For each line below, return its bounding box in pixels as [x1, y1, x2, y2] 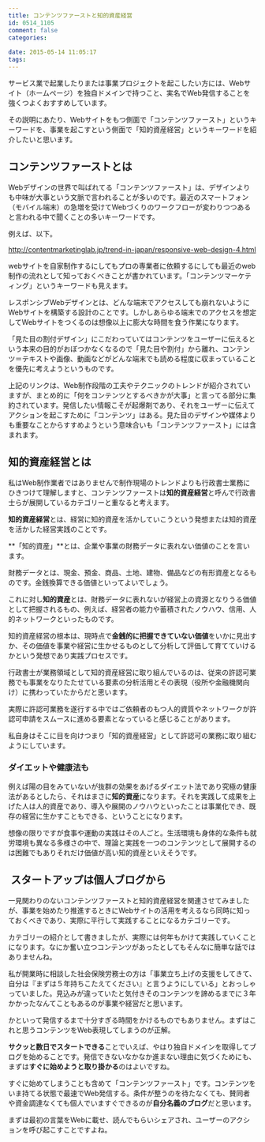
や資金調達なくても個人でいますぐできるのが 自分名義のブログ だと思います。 [8, 1098, 256, 1107]
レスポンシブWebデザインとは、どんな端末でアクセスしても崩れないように [8, 297, 250, 307]
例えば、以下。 [8, 228, 57, 238]
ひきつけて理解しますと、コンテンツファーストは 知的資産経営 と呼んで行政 [8, 488, 250, 497]
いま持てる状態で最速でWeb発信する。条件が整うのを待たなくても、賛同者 [8, 1088, 251, 1098]
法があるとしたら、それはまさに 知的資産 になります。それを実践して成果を [8, 791, 250, 801]
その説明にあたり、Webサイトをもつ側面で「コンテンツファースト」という [8, 115, 250, 124]
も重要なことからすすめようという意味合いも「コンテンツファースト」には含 [8, 420, 257, 429]
